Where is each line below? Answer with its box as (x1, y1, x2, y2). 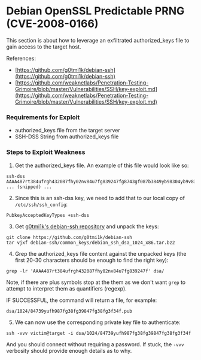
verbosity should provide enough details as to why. (6, 347, 132, 354)
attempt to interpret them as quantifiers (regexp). (6, 285, 127, 292)
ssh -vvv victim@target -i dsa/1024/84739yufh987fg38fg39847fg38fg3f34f (6, 330, 191, 336)
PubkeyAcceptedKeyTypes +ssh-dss (6, 212, 90, 218)
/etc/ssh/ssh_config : (14, 201, 68, 208)
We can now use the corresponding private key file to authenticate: (14, 319, 181, 326)
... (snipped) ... (6, 184, 52, 190)
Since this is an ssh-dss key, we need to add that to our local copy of (14, 194, 185, 201)
